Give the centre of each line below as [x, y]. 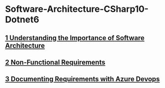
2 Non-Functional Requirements [55, 62]
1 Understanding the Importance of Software [75, 38]
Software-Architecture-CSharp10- [77, 9]
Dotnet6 [22, 20]
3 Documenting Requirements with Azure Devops [82, 79]
